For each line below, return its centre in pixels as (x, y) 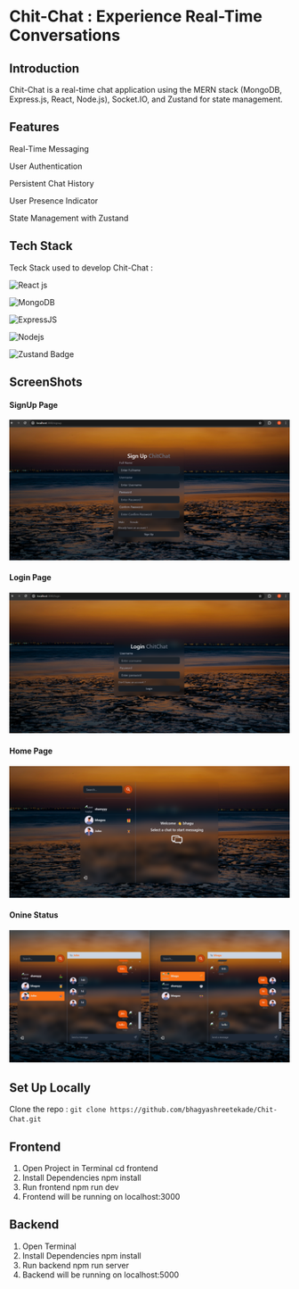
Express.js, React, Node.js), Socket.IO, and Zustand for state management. (146, 99)
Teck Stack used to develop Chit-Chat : (81, 267)
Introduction (44, 68)
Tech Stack (41, 246)
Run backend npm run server (76, 1265)
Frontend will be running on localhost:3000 (101, 1196)
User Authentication (46, 166)
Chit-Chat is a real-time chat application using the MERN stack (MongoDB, (145, 90)
